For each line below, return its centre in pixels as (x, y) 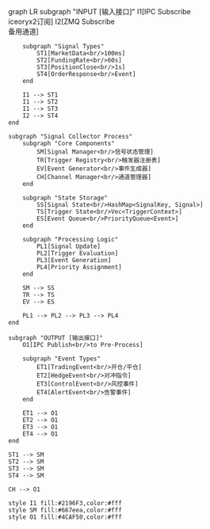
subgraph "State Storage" (65, 198)
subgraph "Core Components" (69, 143)
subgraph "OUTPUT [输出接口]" (55, 338)
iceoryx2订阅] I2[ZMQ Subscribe (61, 21)
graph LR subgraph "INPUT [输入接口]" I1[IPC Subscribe (100, 11)
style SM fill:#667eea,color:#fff (65, 510)
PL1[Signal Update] (69, 246)
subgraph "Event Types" (62, 359)
